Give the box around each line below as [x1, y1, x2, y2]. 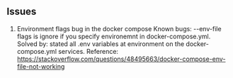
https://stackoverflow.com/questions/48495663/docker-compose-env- [16, 55, 226, 63]
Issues [6, 6, 37, 18]
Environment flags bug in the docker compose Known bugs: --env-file [16, 24, 222, 33]
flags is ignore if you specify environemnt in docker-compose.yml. [16, 32, 211, 40]
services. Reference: [58, 47, 118, 55]
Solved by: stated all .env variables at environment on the [16, 39, 185, 48]
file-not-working [16, 62, 65, 70]
